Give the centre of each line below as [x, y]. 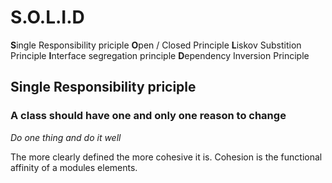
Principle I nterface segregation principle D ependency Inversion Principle [160, 55]
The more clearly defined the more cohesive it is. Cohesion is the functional [166, 157]
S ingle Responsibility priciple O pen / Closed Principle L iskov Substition [156, 45]
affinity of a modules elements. [74, 167]
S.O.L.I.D [47, 17]
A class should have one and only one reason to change [148, 116]
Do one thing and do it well [66, 137]
